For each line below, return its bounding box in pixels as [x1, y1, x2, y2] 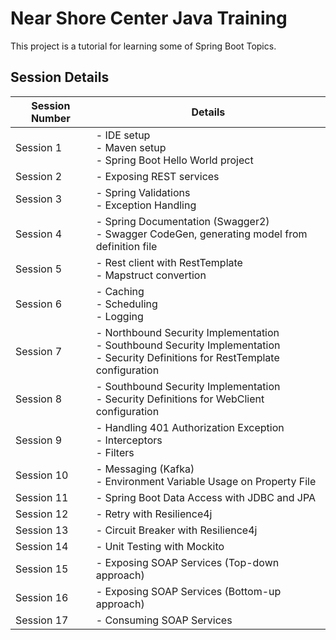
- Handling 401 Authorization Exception [95, 420, 285, 434]
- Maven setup [95, 140, 167, 154]
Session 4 [15, 227, 63, 241]
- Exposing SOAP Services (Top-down [95, 555, 280, 569]
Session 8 [15, 392, 63, 406]
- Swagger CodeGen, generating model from [95, 227, 308, 241]
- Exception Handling [95, 198, 197, 212]
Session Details [10, 69, 110, 86]
